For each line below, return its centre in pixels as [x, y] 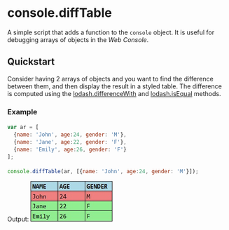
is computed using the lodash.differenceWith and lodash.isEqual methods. [114, 93]
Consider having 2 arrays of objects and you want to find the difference [110, 79]
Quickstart [31, 62]
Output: [18, 219]
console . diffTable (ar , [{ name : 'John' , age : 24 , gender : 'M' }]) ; [103, 172]
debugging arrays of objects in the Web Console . [78, 39]
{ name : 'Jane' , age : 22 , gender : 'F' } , [70, 142]
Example [22, 111]
